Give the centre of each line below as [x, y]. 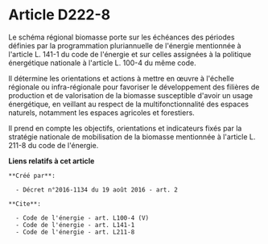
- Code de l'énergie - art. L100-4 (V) [82, 218]
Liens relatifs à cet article [52, 161]
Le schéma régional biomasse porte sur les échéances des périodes [122, 37]
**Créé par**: [32, 176]
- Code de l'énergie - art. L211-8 [75, 232]
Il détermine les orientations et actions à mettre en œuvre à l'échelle [122, 78]
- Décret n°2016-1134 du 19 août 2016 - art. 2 [97, 190]
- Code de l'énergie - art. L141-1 [75, 225]
